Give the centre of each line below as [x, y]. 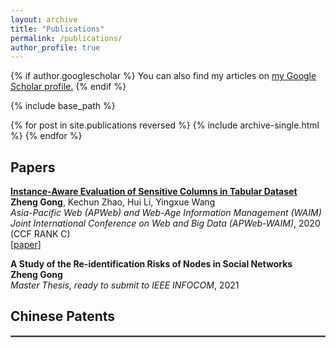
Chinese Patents [63, 316]
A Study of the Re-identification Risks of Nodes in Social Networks [151, 264]
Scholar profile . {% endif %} [68, 87]
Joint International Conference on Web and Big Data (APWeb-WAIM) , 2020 [165, 223]
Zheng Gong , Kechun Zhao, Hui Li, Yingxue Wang [113, 202]
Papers [33, 167]
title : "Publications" [57, 29]
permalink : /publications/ [66, 38]
